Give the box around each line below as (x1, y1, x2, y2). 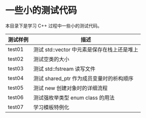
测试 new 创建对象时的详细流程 (33, 84, 108, 91)
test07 (8, 103, 24, 110)
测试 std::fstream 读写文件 (33, 65, 96, 72)
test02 (8, 55, 24, 62)
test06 (8, 93, 24, 101)
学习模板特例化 (33, 104, 70, 111)
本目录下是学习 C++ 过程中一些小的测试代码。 (5, 23, 102, 29)
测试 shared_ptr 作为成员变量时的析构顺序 (33, 75, 134, 82)
